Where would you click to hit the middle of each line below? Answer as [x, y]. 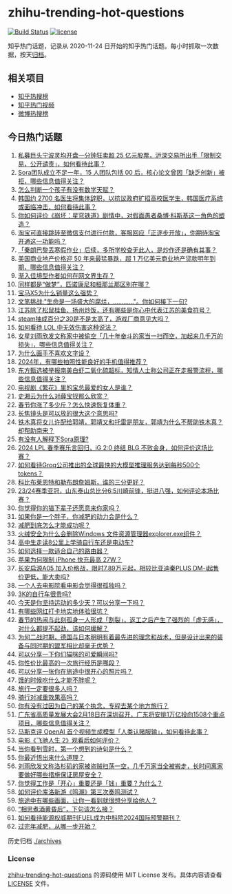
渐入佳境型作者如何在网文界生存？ [66, 275]
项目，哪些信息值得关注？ [54, 723]
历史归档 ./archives [35, 840]
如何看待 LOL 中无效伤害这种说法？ [67, 327]
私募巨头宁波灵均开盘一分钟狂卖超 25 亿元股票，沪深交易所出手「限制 [117, 155]
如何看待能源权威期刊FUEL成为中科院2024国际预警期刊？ [99, 818]
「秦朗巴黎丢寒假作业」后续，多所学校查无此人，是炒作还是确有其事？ [117, 250]
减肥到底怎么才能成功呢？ [54, 525]
